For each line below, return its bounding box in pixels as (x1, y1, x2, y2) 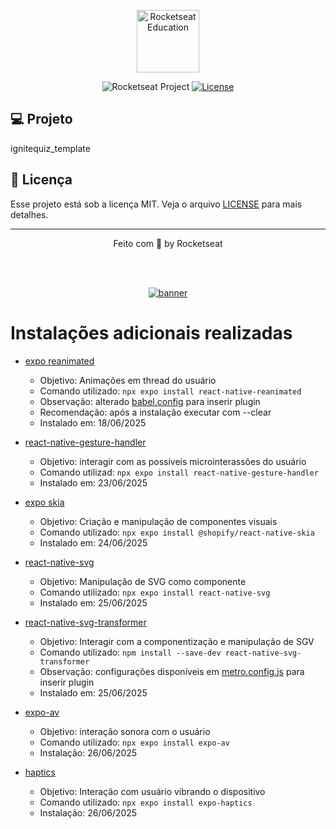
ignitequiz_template (10, 142, 91, 154)
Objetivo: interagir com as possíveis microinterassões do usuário (39, 455, 307, 467)
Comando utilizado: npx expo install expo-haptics (39, 796, 253, 808)
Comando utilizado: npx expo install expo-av (39, 736, 230, 748)
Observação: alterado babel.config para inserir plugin (39, 395, 261, 407)
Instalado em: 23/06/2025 (39, 476, 148, 489)
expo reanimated (24, 355, 95, 367)
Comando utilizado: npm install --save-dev (39, 646, 222, 658)
